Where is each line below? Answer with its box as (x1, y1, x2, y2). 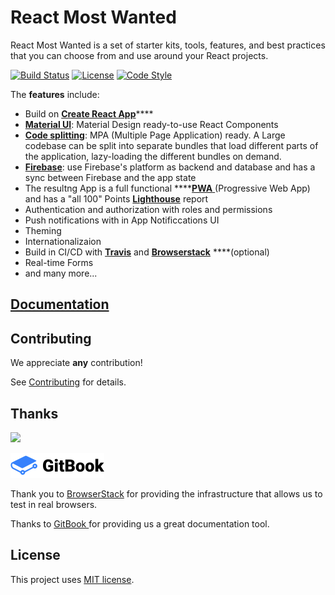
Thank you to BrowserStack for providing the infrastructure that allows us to (10, 487, 323, 500)
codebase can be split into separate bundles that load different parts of (24, 139, 319, 151)
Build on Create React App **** (24, 107, 154, 120)
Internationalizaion (24, 235, 102, 247)
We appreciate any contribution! (10, 357, 143, 369)
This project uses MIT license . (10, 573, 135, 585)
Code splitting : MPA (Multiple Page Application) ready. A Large (24, 129, 286, 141)
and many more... (24, 267, 98, 279)
